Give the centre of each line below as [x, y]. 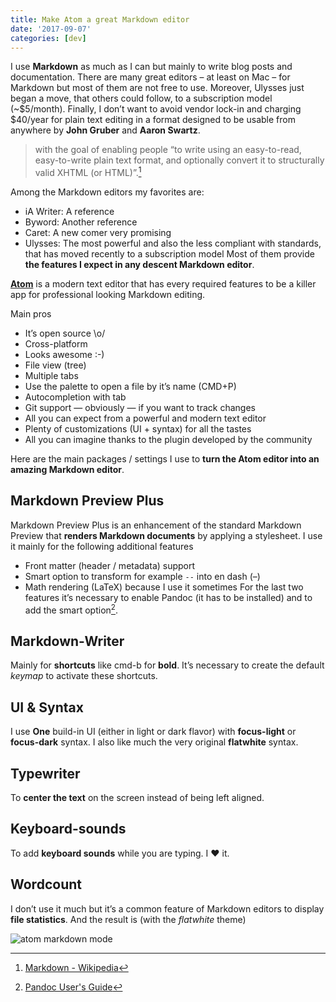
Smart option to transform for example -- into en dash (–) [142, 576]
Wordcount [46, 884]
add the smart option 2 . [71, 609]
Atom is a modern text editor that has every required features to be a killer [163, 284]
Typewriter [45, 773]
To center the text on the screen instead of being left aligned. [137, 797]
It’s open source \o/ [65, 333]
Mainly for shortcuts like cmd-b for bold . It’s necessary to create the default [167, 665]
